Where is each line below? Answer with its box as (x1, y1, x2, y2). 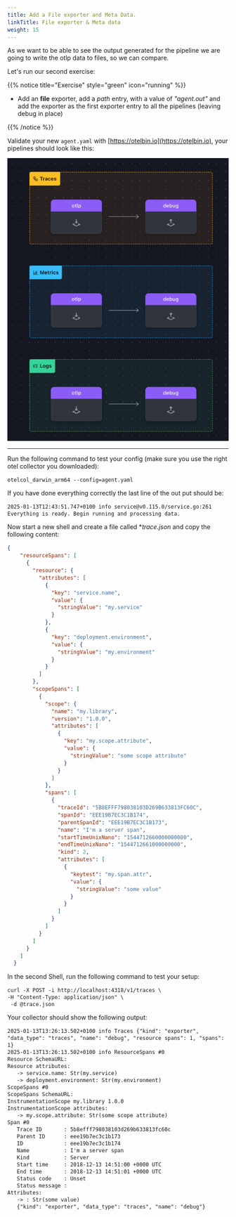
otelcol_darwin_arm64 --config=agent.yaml (7, 476, 133, 484)
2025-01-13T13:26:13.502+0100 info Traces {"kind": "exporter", (7, 1028, 199, 1035)
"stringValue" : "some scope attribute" (70, 752, 188, 759)
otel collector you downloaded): (7, 462, 100, 471)
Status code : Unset (16, 1176, 86, 1183)
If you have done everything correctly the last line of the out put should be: (7, 489, 224, 497)
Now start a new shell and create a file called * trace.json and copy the (7, 523, 211, 531)
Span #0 (7, 1119, 30, 1126)
